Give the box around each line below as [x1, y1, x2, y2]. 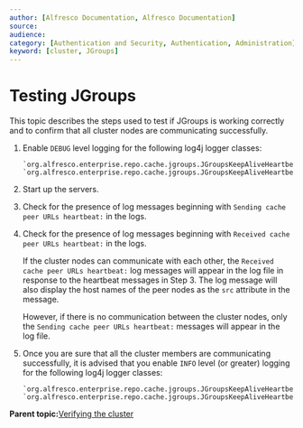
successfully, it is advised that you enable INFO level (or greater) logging [22, 358, 290, 368]
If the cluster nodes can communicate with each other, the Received [22, 256, 274, 266]
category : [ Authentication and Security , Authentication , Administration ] [9, 38, 297, 48]
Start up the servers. [22, 184, 99, 195]
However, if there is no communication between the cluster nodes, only [22, 312, 288, 322]
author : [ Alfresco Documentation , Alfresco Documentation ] [9, 13, 236, 23]
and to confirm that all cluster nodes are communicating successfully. [9, 126, 269, 136]
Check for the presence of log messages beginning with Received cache [22, 228, 290, 239]
